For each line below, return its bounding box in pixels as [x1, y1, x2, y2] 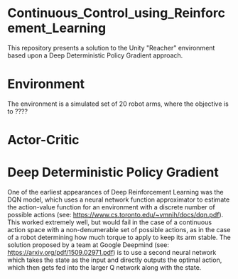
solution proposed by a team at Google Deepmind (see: [7, 241, 169, 249]
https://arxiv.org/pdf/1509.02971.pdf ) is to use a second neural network [7, 248, 217, 256]
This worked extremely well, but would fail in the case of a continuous [7, 218, 212, 226]
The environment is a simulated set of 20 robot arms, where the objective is [7, 99, 229, 108]
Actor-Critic [7, 132, 80, 148]
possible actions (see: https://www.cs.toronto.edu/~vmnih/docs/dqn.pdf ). [7, 211, 224, 219]
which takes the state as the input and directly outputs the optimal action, [7, 256, 222, 264]
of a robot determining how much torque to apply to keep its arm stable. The [7, 233, 231, 241]
